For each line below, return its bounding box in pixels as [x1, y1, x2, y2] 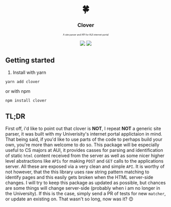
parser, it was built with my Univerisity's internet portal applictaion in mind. [5, 131, 162, 137]
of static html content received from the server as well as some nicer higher [5, 152, 165, 159]
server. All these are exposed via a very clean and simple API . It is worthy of [5, 164, 165, 170]
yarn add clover [5, 80, 40, 85]
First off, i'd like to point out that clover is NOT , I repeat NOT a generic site [5, 125, 161, 132]
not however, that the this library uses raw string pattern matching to [5, 169, 150, 175]
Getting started [5, 56, 55, 64]
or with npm [5, 88, 31, 94]
